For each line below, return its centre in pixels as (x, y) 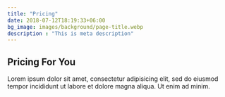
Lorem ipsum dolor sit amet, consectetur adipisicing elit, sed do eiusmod (113, 79)
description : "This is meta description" (71, 33)
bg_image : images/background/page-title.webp (75, 27)
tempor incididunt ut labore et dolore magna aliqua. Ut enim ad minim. (109, 86)
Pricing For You (42, 62)
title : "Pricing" (33, 14)
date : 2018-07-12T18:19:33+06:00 (56, 20)
